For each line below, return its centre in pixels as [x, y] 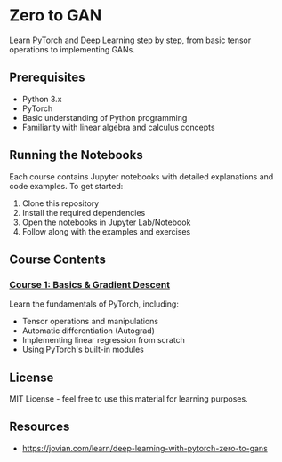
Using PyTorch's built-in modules [83, 350]
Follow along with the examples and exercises [106, 231]
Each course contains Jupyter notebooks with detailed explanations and [141, 176]
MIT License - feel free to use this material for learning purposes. [129, 399]
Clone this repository [60, 203]
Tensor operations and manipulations [90, 322]
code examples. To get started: [66, 186]
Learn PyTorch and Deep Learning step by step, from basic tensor [130, 40]
